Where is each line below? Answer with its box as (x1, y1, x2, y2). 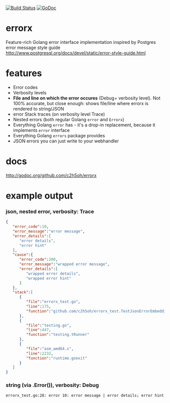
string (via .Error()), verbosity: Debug (6, 382, 99, 389)
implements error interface (13, 127, 70, 133)
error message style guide (6, 44, 61, 51)
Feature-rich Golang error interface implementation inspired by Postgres (6, 39, 156, 45)
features (6, 68, 42, 79)
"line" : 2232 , (26, 351, 53, 356)
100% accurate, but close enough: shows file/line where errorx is (13, 100, 149, 106)
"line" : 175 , (26, 304, 51, 309)
